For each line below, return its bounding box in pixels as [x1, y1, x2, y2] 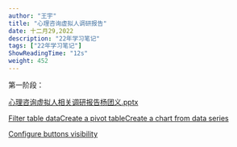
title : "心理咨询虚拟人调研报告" [8, 19, 107, 27]
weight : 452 [8, 57, 48, 65]
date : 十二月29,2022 [8, 27, 74, 35]
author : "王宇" [8, 11, 57, 20]
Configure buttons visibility [8, 128, 98, 138]
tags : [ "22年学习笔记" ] [8, 42, 82, 50]
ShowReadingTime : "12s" [8, 49, 89, 57]
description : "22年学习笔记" [8, 34, 101, 43]
